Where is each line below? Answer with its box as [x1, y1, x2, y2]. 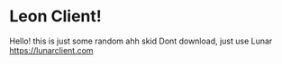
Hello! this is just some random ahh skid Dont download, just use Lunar [9, 36, 273, 46]
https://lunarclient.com [9, 44, 94, 55]
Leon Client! [9, 6, 102, 27]
